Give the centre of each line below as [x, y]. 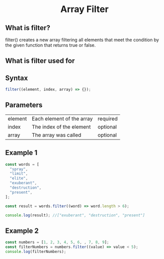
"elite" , [19, 178]
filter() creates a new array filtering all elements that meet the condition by [82, 40]
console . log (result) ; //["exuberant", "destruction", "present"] [75, 215]
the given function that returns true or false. [51, 45]
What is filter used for [40, 61]
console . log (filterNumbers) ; [36, 252]
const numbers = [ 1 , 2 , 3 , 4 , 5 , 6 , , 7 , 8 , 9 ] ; [57, 242]
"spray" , [19, 169]
